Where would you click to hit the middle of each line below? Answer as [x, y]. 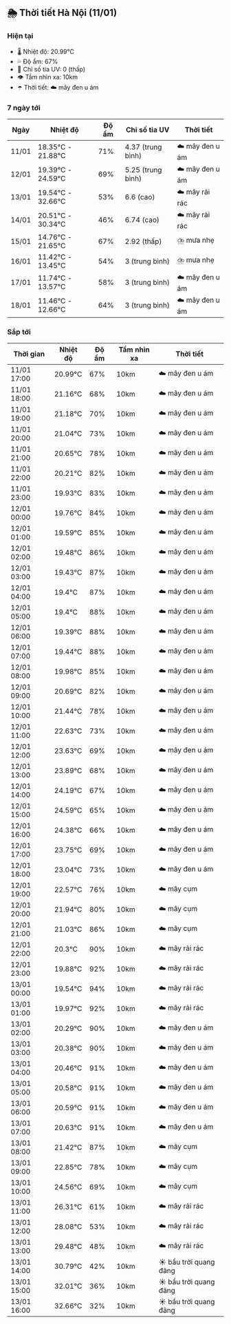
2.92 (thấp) [143, 241]
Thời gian [29, 354]
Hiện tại [20, 36]
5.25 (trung [143, 170]
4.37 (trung [143, 147]
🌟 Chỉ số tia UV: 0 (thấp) [51, 69]
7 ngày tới [24, 108]
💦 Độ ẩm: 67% [37, 61]
